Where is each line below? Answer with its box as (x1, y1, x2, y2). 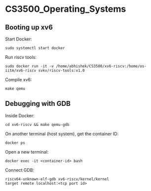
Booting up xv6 (5, 23, 53, 32)
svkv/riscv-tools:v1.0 (38, 68, 85, 73)
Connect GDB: (5, 167, 35, 173)
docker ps (5, 140, 26, 145)
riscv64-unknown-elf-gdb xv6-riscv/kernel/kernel (5, 176, 110, 182)
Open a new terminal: (5, 149, 49, 155)
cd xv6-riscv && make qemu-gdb (5, 122, 70, 127)
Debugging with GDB (5, 99, 71, 108)
